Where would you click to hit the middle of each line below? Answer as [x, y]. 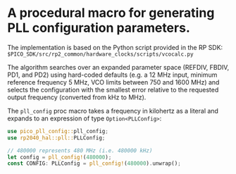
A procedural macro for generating [111, 13]
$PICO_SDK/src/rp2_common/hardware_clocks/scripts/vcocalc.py [100, 54]
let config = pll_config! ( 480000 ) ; [60, 157]
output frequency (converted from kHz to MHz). [77, 97]
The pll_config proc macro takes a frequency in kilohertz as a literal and [113, 111]
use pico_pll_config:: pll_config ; [58, 131]
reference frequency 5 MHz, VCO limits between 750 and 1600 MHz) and [113, 82]
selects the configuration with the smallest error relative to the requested [113, 89]
